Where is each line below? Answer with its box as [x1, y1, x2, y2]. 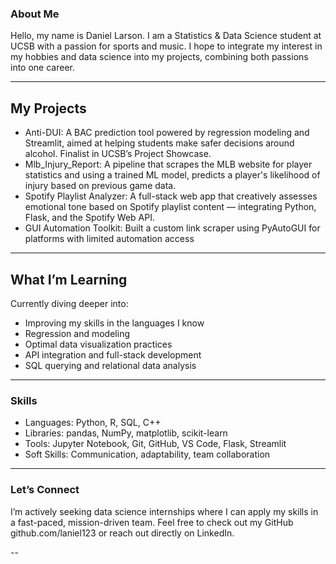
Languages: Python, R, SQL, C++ [24, 417, 162, 429]
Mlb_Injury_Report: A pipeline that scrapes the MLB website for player [24, 158, 313, 171]
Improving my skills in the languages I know [24, 317, 205, 329]
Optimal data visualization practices [24, 338, 173, 350]
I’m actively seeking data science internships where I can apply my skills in [10, 505, 319, 517]
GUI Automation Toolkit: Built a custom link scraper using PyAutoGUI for [24, 222, 321, 234]
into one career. [10, 62, 75, 74]
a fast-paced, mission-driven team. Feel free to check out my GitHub [10, 516, 294, 528]
